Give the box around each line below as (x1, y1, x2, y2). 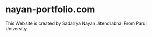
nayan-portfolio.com (5, 4, 95, 15)
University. (5, 25, 28, 31)
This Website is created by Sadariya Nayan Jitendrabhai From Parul (5, 20, 147, 26)
